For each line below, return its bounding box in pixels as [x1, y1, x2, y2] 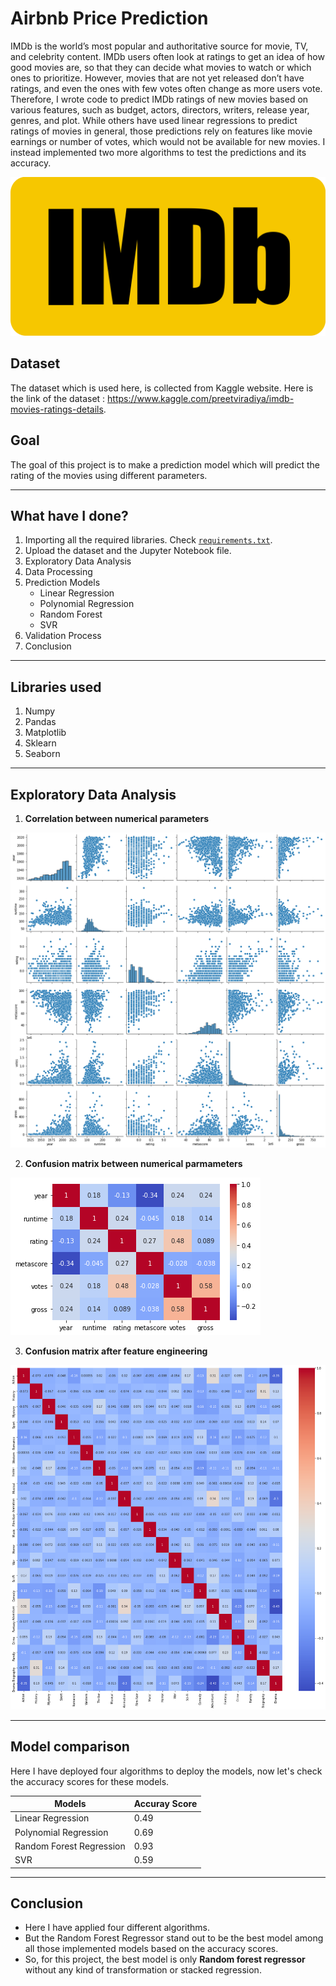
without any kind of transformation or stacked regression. [24, 1964, 262, 1976]
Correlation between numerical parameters [24, 812, 210, 824]
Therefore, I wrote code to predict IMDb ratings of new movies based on [10, 93, 309, 105]
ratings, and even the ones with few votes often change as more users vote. [10, 82, 323, 94]
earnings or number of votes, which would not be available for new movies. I [10, 135, 326, 147]
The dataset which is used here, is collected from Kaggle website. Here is [10, 382, 314, 394]
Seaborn [24, 748, 61, 760]
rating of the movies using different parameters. [10, 469, 208, 481]
